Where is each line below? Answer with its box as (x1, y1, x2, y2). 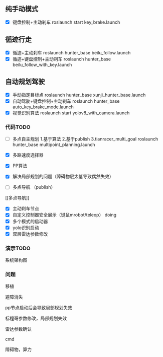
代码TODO (5, 123, 31, 130)
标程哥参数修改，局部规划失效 (5, 315, 67, 321)
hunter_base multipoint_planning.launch (12, 141, 95, 148)
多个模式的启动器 (12, 218, 48, 224)
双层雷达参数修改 (12, 231, 48, 237)
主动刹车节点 (12, 205, 39, 211)
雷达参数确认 (5, 326, 32, 332)
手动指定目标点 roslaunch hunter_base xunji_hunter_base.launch (12, 92, 146, 98)
